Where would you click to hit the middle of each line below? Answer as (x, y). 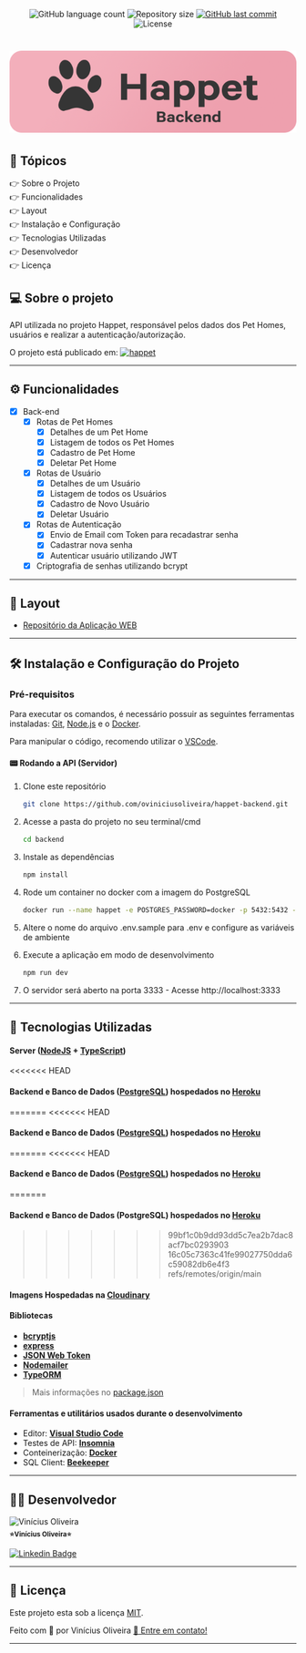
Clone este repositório (64, 786)
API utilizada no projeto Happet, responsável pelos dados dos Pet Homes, (148, 324)
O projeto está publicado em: (64, 352)
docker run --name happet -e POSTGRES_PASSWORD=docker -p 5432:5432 (155, 910)
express (38, 1345)
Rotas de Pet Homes (75, 421)
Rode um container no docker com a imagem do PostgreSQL (136, 892)
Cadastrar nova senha (92, 545)
